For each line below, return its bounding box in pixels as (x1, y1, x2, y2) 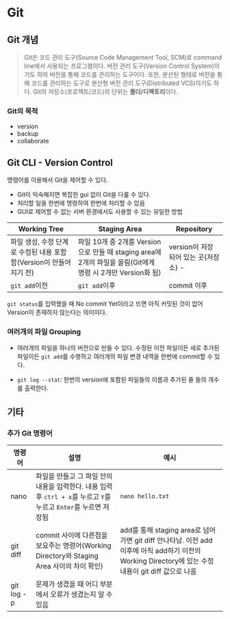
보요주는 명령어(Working (35, 541, 112, 550)
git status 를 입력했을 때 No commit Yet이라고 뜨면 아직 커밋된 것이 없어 (7, 300, 203, 308)
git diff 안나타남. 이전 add (134, 536, 213, 546)
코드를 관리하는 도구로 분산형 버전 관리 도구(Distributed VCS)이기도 (31, 79, 212, 87)
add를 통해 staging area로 (119, 526, 202, 535)
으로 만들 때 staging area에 (77, 247, 162, 257)
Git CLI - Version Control (7, 156, 113, 169)
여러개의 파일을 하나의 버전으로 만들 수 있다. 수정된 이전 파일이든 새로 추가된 (16, 344, 220, 352)
